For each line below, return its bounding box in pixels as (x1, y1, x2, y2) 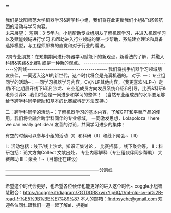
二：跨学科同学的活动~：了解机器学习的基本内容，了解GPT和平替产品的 (5, 109, 156, 115)
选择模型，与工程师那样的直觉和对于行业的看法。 (5, 42, 108, 48)
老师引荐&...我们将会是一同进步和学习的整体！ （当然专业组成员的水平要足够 (5, 91, 166, 97)
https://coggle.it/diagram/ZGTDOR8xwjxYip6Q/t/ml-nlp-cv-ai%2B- (23, 189, 163, 195)
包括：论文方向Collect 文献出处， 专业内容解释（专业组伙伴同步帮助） (9, 149, 157, 155)
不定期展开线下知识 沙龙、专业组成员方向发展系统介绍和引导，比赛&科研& (11, 85, 166, 91)
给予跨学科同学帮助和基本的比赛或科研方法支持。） (5, 98, 111, 104)
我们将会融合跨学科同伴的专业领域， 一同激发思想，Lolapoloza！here (14, 115, 160, 121)
